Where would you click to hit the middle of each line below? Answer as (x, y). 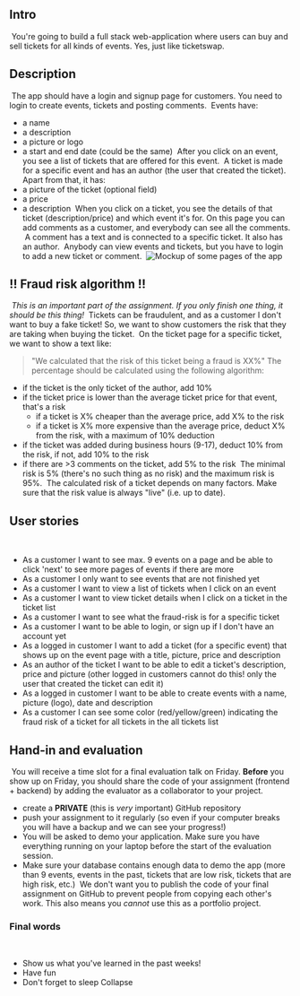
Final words (35, 926)
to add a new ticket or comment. (82, 255)
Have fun (39, 973)
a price (35, 199)
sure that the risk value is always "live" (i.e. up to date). (124, 493)
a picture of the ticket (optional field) (90, 189)
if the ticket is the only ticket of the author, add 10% (117, 388)
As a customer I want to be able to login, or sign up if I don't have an (148, 627)
